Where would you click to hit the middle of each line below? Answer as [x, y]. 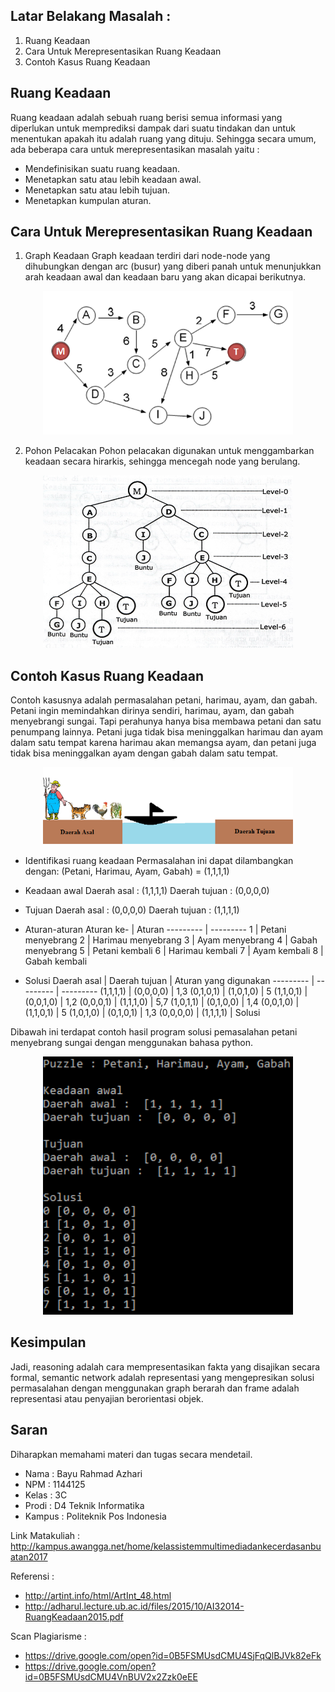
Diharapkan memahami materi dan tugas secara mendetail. [131, 1454]
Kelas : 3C [46, 1495]
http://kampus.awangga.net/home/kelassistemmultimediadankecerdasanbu [166, 1546]
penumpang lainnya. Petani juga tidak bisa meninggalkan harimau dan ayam [166, 731]
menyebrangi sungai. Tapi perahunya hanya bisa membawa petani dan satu [166, 721]
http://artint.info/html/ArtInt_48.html [98, 1595]
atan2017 [29, 1556]
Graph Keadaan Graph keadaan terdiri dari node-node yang [147, 256]
